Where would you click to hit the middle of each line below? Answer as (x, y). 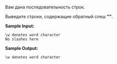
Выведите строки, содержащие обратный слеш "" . (59, 16)
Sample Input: (20, 26)
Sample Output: (22, 48)
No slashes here (22, 39)
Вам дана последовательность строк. (45, 7)
